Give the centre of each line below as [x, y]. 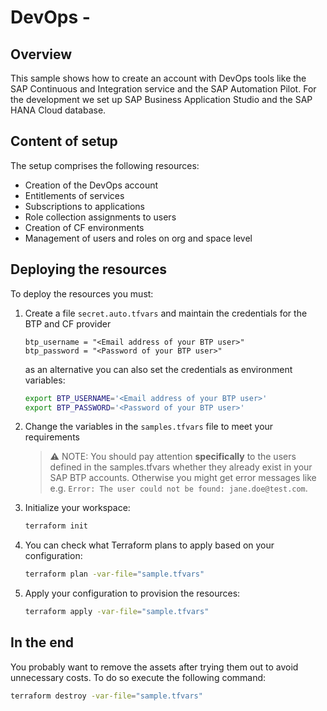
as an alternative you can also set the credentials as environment [158, 369]
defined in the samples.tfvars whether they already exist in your [181, 467]
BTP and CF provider [68, 323]
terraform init [56, 526]
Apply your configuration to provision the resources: [132, 593]
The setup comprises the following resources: [105, 165]
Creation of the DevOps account [91, 185]
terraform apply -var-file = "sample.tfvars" [117, 612]
